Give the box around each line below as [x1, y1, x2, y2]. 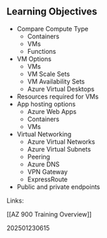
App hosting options [16, 99, 76, 108]
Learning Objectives [6, 6, 98, 18]
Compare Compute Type [16, 24, 89, 33]
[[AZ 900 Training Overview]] [6, 210, 92, 218]
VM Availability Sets [27, 77, 85, 86]
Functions [27, 47, 56, 55]
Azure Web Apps [27, 107, 77, 115]
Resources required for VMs [16, 92, 99, 101]
